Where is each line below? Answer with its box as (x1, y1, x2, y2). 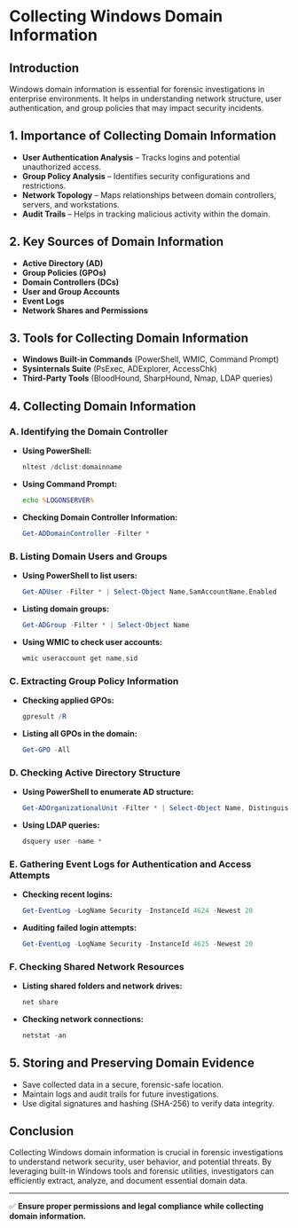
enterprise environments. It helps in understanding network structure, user (9, 93, 282, 104)
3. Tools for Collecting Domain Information (9, 331, 248, 346)
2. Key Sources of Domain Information (9, 234, 224, 249)
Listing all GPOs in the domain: (21, 728, 137, 738)
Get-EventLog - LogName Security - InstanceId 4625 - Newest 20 (21, 939, 254, 949)
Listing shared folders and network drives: (21, 980, 183, 991)
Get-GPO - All (21, 745, 71, 754)
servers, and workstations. (21, 199, 120, 209)
